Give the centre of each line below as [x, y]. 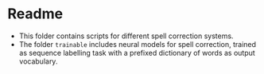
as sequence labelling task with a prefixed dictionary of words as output [137, 53]
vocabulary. [38, 61]
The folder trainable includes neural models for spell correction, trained [137, 44]
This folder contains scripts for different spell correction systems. [126, 36]
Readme [35, 14]
